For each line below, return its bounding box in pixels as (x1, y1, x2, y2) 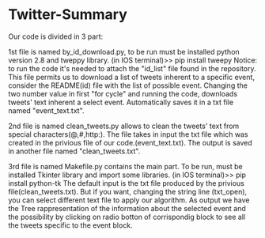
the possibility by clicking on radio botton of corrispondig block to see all (8, 212, 246, 221)
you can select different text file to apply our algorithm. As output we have (8, 195, 250, 205)
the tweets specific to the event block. (8, 220, 133, 230)
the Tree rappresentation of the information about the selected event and (8, 203, 247, 213)
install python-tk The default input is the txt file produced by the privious (8, 178, 245, 187)
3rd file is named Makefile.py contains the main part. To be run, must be (8, 161, 243, 171)
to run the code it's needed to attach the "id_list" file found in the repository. (8, 63, 256, 73)
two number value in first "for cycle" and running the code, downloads (8, 89, 238, 98)
